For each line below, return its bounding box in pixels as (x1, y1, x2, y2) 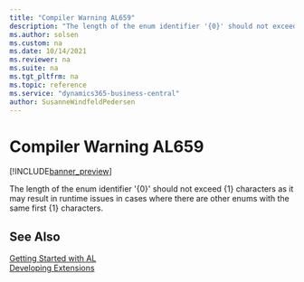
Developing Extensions (9, 263, 95, 274)
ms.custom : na (9, 38, 63, 48)
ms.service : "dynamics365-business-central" (9, 89, 180, 98)
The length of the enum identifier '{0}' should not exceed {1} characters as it (9, 183, 294, 194)
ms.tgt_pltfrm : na (9, 72, 79, 81)
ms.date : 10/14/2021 (9, 47, 88, 56)
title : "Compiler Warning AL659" (9, 13, 136, 23)
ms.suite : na (9, 64, 59, 73)
